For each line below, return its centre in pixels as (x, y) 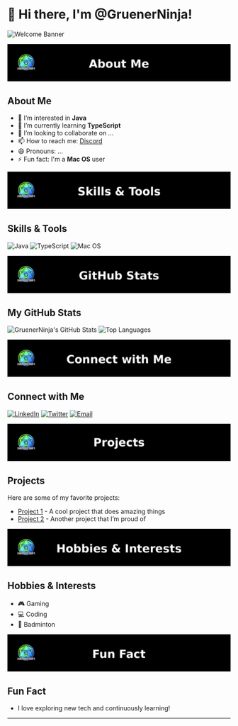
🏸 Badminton (36, 624)
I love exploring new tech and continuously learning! (94, 708)
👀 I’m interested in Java (52, 118)
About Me (29, 101)
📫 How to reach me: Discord (60, 141)
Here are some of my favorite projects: (64, 498)
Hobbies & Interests (52, 586)
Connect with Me (46, 397)
